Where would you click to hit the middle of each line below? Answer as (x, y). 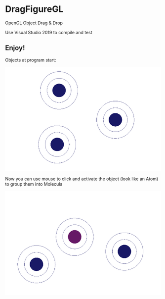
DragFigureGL (34, 9)
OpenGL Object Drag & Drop (34, 23)
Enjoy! (15, 48)
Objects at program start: (31, 60)
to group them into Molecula (34, 184)
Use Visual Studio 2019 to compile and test (49, 32)
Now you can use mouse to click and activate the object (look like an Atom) (82, 179)
